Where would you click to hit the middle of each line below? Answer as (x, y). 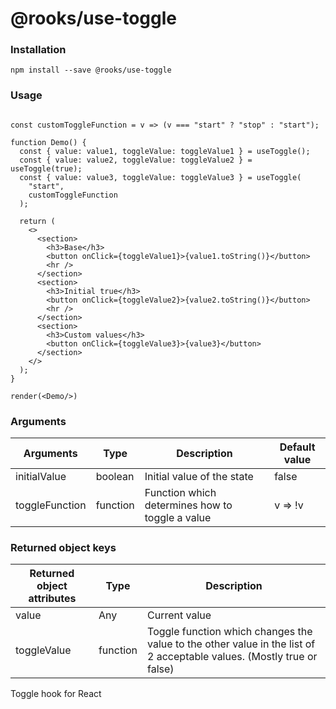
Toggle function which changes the (230, 632)
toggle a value (178, 518)
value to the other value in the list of (231, 644)
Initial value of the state (199, 477)
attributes (52, 599)
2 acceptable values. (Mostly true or (232, 657)
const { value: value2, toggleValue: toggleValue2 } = (136, 160)
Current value (179, 615)
